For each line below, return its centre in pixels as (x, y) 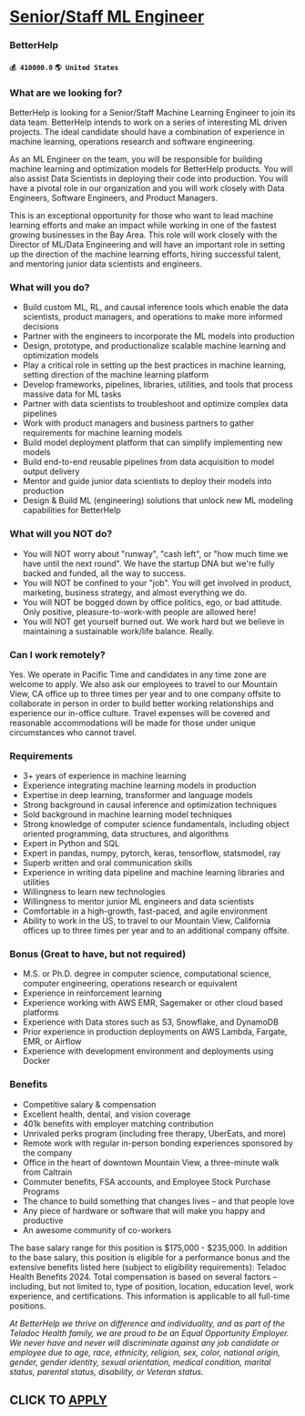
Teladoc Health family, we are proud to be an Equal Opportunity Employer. (149, 1333)
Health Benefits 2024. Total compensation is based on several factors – (143, 1277)
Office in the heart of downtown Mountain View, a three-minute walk (151, 1162)
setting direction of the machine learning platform (116, 375)
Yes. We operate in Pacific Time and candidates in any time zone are (138, 674)
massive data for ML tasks (72, 394)
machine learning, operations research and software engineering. (132, 142)
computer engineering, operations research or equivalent (130, 984)
